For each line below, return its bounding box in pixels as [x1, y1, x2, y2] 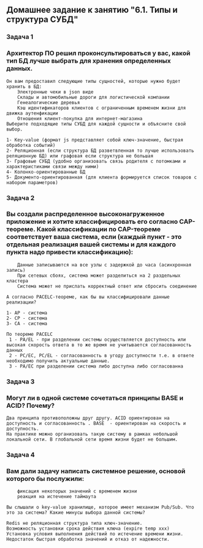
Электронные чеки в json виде [17, 88, 94, 95]
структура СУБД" [6, 15, 78, 25]
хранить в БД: [6, 84, 43, 90]
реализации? [6, 299, 36, 305]
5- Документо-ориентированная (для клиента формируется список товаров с [6, 174, 198, 180]
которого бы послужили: [6, 474, 84, 483]
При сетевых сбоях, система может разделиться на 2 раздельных [17, 272, 181, 279]
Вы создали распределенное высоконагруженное [6, 210, 165, 218]
